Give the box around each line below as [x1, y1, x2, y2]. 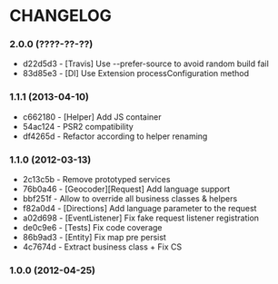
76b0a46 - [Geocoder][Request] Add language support [22, 183, 231, 195]
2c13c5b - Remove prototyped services [22, 174, 171, 185]
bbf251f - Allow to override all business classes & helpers [22, 193, 238, 204]
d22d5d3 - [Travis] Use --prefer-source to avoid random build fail [22, 58, 270, 69]
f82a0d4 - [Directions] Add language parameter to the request [22, 203, 257, 214]
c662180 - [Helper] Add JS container [22, 111, 162, 122]
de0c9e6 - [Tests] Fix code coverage [22, 222, 163, 233]
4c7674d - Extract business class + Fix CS [22, 241, 183, 252]
